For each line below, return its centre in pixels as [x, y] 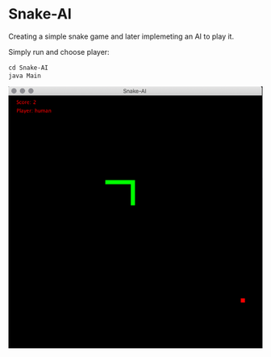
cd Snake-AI [28, 68]
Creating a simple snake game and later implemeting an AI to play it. [121, 36]
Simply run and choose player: [59, 52]
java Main [25, 76]
